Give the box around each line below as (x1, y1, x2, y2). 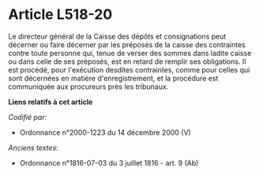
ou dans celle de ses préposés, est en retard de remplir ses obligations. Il (8, 57, 246, 66)
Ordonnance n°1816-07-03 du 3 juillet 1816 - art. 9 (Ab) (19, 158, 199, 167)
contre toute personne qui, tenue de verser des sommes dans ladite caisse (8, 48, 252, 58)
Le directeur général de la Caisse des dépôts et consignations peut (8, 32, 227, 41)
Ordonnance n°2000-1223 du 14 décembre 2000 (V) (19, 128, 191, 137)
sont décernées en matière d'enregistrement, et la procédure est (8, 73, 219, 83)
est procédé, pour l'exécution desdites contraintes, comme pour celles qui (8, 65, 250, 74)
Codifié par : (8, 112, 47, 121)
